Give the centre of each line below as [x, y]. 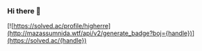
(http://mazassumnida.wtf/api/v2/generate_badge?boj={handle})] [101, 33]
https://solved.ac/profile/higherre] [62, 26]
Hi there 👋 [24, 11]
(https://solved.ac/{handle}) [47, 41]
